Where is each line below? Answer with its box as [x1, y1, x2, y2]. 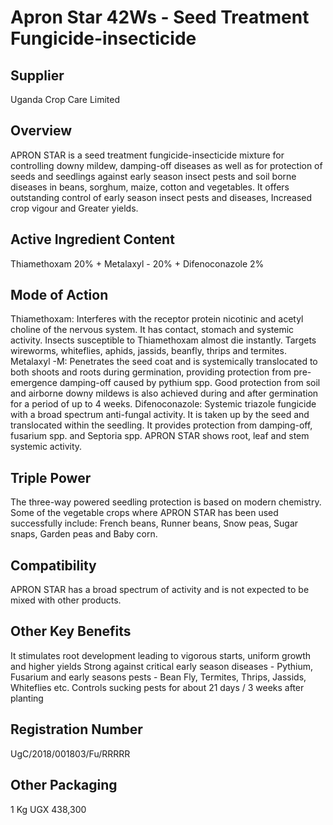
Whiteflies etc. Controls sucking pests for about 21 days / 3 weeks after [10, 681, 305, 693]
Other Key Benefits [10, 623, 132, 640]
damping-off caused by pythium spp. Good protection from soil [59, 377, 321, 389]
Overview [10, 122, 73, 140]
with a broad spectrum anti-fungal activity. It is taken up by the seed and [10, 409, 310, 421]
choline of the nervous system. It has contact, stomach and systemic [10, 324, 295, 336]
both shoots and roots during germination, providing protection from [10, 366, 292, 378]
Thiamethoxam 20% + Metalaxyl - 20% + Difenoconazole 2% [10, 257, 265, 270]
